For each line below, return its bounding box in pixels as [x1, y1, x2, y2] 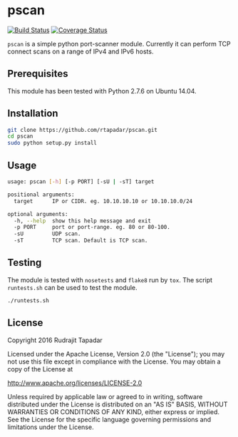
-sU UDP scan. [14, 230, 81, 237]
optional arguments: [7, 210, 69, 217]
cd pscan [7, 133, 33, 140]
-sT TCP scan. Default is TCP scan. [14, 237, 148, 245]
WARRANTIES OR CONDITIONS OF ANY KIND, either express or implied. [7, 407, 219, 416]
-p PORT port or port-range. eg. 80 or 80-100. [14, 224, 171, 231]
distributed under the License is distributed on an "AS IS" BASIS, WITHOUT [7, 400, 228, 408]
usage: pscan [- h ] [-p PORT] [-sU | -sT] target [7, 178, 155, 185]
